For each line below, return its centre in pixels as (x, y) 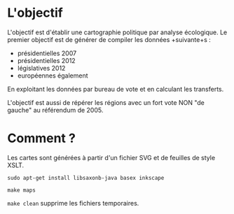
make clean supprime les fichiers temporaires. (73, 203)
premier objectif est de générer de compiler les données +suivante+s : (109, 39)
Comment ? (41, 138)
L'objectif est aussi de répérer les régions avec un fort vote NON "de (106, 102)
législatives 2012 (41, 68)
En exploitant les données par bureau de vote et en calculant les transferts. (116, 89)
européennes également (53, 76)
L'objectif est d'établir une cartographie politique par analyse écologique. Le (117, 32)
